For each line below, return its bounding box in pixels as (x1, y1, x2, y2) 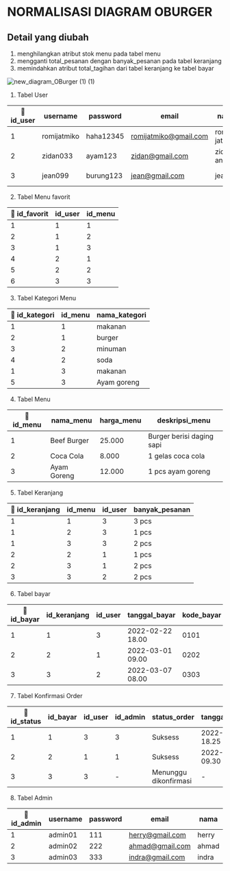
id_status (10, 717, 42, 726)
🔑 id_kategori (10, 310, 55, 320)
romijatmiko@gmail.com (131, 132, 209, 141)
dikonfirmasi (151, 776, 192, 785)
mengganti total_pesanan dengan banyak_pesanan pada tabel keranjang (16, 57, 222, 65)
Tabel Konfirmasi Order (16, 692, 83, 700)
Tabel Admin (16, 794, 53, 802)
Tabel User (16, 91, 48, 99)
